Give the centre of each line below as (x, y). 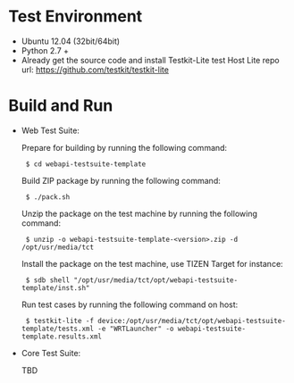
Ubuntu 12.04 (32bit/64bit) (71, 41)
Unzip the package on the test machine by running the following (139, 213)
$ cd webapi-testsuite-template (86, 164)
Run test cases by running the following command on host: (130, 304)
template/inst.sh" (55, 287)
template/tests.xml (58, 329)
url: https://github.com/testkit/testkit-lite (95, 70)
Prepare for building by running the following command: (124, 147)
